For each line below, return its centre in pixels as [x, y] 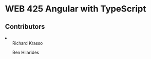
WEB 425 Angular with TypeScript [75, 9]
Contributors [25, 27]
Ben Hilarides [26, 52]
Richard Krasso [27, 43]
